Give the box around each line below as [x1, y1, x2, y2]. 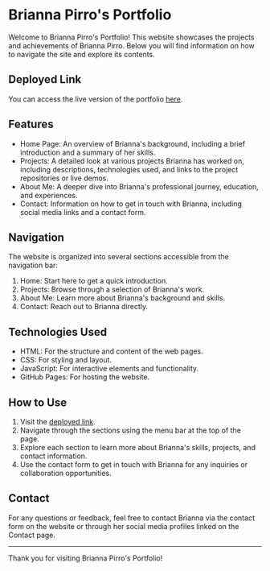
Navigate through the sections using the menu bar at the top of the [19, 425, 241, 435]
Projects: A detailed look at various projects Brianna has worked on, [19, 155, 245, 166]
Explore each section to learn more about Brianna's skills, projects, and [19, 443, 256, 452]
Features [8, 118, 54, 131]
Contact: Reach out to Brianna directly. [19, 302, 149, 312]
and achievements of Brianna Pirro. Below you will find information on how [8, 40, 256, 50]
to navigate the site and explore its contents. [8, 49, 155, 59]
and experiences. [19, 190, 78, 200]
